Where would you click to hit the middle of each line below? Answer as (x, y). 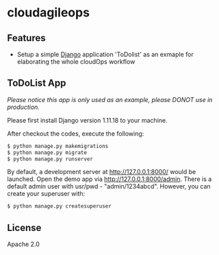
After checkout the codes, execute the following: (76, 133)
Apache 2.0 (23, 244)
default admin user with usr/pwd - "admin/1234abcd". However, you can (109, 186)
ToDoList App (37, 83)
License (24, 228)
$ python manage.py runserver (50, 159)
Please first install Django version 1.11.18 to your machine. (87, 120)
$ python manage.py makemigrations (58, 146)
